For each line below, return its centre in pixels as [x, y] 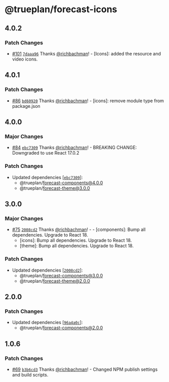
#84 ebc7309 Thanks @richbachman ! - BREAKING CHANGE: [74, 148]
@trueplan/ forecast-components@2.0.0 [61, 328]
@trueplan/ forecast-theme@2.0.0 [55, 281]
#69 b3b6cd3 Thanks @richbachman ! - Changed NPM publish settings [85, 369]
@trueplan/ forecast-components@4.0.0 [61, 183]
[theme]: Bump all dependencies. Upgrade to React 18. [77, 246]
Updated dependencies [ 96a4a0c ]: [47, 322]
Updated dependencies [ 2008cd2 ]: [47, 270]
